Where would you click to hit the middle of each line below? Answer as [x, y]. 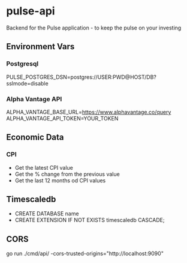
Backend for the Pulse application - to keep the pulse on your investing [94, 28]
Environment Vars [40, 47]
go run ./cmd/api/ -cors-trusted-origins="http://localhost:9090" [85, 253]
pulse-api [31, 11]
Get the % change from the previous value [67, 174]
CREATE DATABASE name [47, 214]
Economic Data [35, 138]
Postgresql [22, 64]
